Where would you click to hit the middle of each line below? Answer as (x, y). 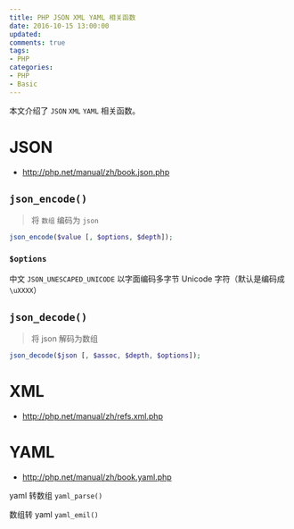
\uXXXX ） (25, 290)
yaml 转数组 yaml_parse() (56, 496)
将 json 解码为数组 (65, 339)
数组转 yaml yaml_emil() (54, 515)
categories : (31, 68)
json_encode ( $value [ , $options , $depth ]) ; (91, 238)
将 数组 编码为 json (65, 221)
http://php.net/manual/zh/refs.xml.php (92, 416)
